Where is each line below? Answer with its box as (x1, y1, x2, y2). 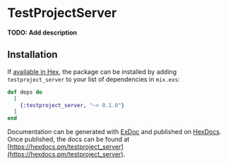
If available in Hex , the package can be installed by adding (7, 67, 177, 75)
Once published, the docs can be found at (7, 135, 130, 144)
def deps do (7, 88, 42, 96)
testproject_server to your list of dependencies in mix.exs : (7, 75, 180, 83)
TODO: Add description (7, 28, 78, 37)
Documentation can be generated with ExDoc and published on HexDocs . (7, 128, 222, 136)
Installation (7, 49, 58, 61)
